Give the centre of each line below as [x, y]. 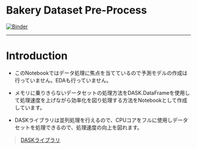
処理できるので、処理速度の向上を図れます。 [89, 127]
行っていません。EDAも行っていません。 [63, 80]
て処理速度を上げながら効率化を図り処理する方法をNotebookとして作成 [101, 100]
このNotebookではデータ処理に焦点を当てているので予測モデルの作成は [101, 73]
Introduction [37, 56]
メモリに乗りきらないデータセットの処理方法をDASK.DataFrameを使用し [102, 92]
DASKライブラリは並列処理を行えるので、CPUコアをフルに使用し [94, 120]
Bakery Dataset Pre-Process [77, 10]
